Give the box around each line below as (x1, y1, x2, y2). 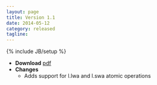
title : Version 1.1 (6, 14, 56, 20)
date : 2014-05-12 (6, 20, 50, 26)
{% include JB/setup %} (6, 48, 66, 55)
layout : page (6, 8, 39, 15)
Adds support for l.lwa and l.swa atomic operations (24, 72, 151, 80)
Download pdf (14, 60, 51, 67)
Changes (14, 66, 39, 73)
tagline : (6, 31, 28, 37)
